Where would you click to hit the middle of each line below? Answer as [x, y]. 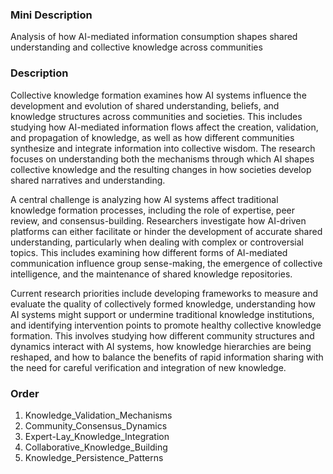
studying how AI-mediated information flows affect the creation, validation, [164, 127]
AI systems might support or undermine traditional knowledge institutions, [162, 314]
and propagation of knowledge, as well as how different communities [152, 137]
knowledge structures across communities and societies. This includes [156, 116]
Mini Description [51, 15]
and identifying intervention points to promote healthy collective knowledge [166, 325]
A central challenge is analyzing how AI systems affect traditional [144, 199]
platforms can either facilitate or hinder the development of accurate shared [166, 231]
